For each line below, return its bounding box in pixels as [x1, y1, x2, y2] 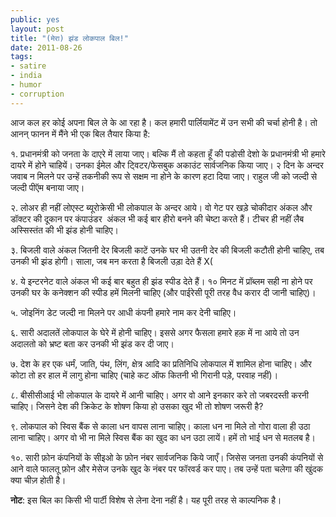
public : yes [10, 14, 60, 25]
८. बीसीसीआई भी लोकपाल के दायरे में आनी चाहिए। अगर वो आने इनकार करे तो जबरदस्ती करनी [10, 389, 309, 401]
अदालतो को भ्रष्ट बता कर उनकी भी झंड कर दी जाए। [10, 337, 175, 350]
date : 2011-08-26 [10, 42, 83, 53]
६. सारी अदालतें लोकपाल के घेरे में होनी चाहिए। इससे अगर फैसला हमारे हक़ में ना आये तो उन [10, 326, 300, 338]
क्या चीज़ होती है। [10, 474, 67, 486]
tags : [10, 52, 33, 62]
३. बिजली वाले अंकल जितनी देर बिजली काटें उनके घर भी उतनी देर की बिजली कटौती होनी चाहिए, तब [10, 244, 325, 256]
